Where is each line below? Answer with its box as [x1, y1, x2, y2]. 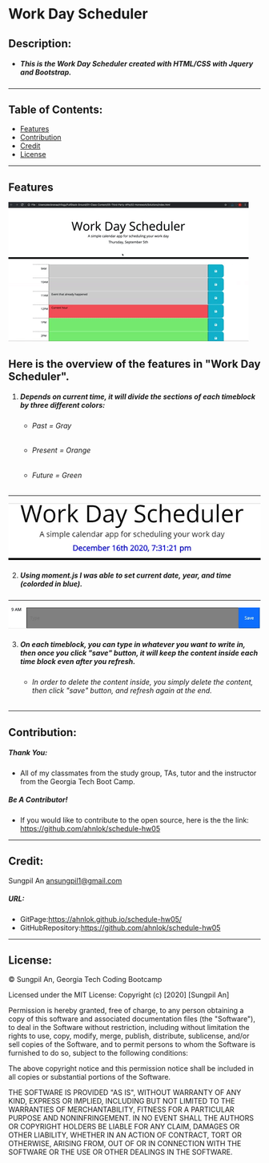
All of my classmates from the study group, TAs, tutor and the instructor [19, 768, 257, 778]
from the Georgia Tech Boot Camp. [19, 776, 136, 786]
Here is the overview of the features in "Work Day [8, 357, 261, 371]
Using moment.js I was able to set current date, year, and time [19, 570, 232, 581]
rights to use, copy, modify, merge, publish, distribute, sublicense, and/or [8, 1031, 250, 1041]
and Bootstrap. [19, 67, 72, 77]
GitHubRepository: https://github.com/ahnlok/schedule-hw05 [19, 923, 221, 932]
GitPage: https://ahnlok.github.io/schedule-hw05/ [19, 914, 183, 924]
